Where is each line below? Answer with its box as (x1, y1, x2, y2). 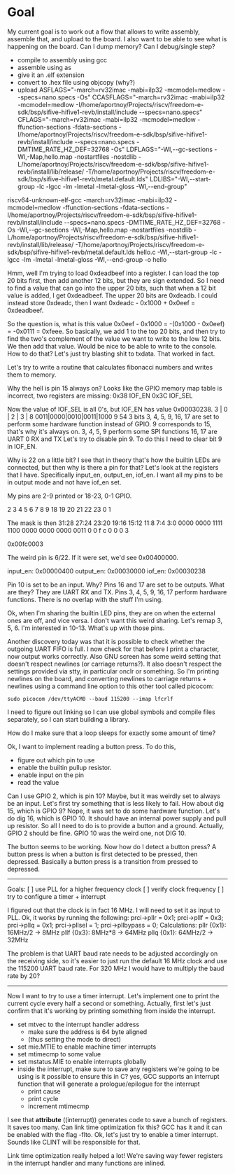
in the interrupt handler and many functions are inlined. (7, 1159, 166, 1167)
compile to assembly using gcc (17, 55, 108, 64)
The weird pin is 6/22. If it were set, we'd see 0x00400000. (7, 553, 179, 561)
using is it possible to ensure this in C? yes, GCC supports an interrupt (17, 1072, 220, 1080)
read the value (17, 778, 59, 786)
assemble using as (17, 63, 72, 71)
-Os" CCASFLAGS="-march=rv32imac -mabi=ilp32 (76, 92, 225, 102)
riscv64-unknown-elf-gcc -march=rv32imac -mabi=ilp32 (7, 195, 173, 204)
